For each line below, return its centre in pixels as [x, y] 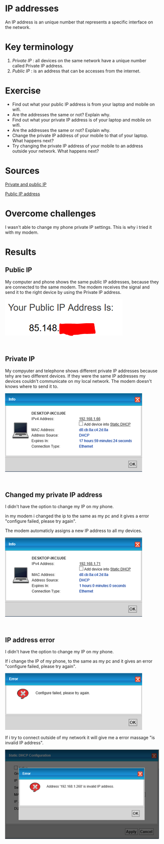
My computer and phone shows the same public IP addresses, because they [82, 282]
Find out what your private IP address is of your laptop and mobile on [82, 120]
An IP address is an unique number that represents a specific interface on [79, 22]
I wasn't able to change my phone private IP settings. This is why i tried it [79, 227]
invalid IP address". [24, 743]
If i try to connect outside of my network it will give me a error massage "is [80, 738]
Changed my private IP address [54, 495]
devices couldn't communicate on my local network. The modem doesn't [79, 381]
